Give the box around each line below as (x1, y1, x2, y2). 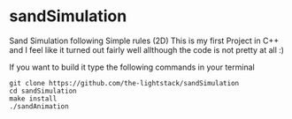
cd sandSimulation (9, 86, 77, 95)
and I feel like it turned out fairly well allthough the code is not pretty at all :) (9, 44, 285, 55)
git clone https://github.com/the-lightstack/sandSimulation (9, 78, 240, 87)
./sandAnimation (9, 101, 69, 111)
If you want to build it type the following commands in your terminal (9, 62, 255, 72)
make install (9, 94, 58, 103)
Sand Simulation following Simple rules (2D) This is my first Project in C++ (9, 35, 280, 46)
